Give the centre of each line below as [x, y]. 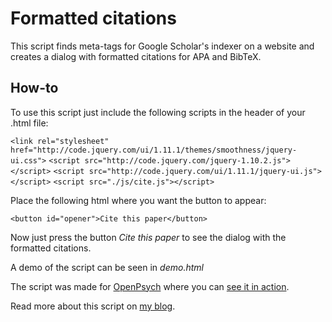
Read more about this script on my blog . [93, 306]
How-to [34, 88]
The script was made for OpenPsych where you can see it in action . [150, 286]
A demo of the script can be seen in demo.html [107, 267]
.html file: [29, 123]
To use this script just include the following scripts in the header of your [158, 112]
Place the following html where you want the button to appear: [138, 200]
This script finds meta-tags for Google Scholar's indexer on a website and [162, 46]
